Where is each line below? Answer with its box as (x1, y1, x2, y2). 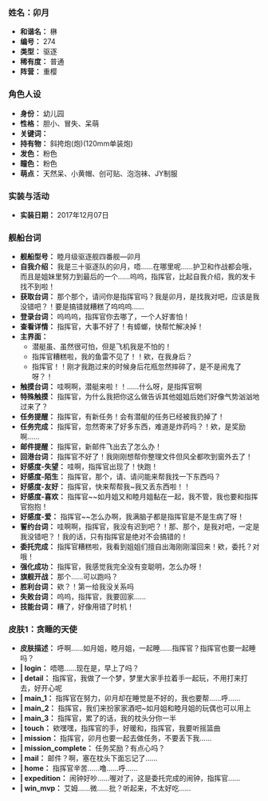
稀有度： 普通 (19, 57, 65, 66)
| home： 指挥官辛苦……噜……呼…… (19, 763, 138, 773)
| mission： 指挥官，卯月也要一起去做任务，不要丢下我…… (19, 734, 212, 743)
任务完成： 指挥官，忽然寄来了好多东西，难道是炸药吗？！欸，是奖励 (19, 422, 246, 431)
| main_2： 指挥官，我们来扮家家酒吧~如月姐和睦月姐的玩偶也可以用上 (19, 703, 251, 713)
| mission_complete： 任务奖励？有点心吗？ (19, 743, 166, 753)
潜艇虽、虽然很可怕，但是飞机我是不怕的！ (31, 342, 172, 351)
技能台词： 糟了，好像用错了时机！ (19, 602, 134, 611)
